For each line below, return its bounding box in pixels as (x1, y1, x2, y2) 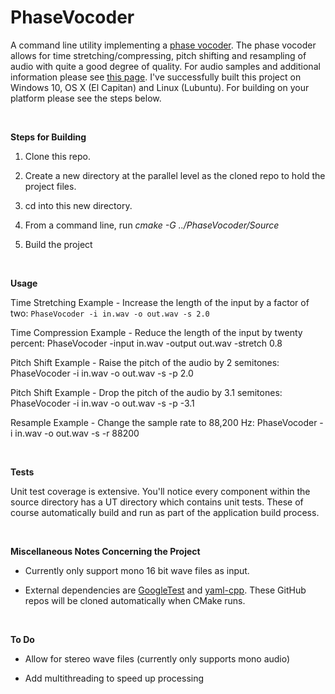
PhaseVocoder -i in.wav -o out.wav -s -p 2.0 (10, 367, 194, 379)
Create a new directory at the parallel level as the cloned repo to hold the (24, 169, 326, 181)
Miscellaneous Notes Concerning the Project (10, 545, 201, 557)
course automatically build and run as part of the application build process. (10, 506, 320, 518)
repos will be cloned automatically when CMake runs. (24, 594, 246, 606)
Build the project (24, 238, 93, 250)
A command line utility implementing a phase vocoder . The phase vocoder (10, 39, 317, 51)
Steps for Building (10, 131, 87, 143)
